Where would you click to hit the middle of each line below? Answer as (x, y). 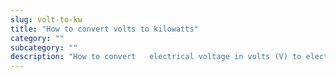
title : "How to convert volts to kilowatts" (104, 29)
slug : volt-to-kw (46, 19)
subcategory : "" (44, 47)
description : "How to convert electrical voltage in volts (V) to (156, 57)
